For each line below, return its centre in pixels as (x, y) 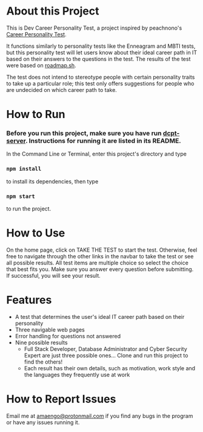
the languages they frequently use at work (77, 375)
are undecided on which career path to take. (62, 90)
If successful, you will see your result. (54, 275)
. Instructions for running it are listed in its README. (103, 141)
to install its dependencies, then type (52, 181)
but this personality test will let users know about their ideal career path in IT (102, 52)
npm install (24, 169)
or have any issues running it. (43, 422)
